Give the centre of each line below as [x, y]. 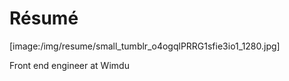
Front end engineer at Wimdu [69, 65]
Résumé [44, 18]
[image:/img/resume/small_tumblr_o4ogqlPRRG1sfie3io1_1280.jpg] [145, 46]
